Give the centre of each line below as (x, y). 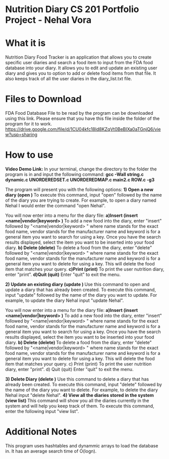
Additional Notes (41, 432)
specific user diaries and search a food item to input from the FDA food (79, 63)
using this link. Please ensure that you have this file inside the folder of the (82, 119)
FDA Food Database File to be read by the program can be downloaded (79, 113)
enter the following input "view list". (42, 411)
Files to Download (43, 99)
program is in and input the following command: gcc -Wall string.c (74, 174)
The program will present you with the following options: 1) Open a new (79, 190)
